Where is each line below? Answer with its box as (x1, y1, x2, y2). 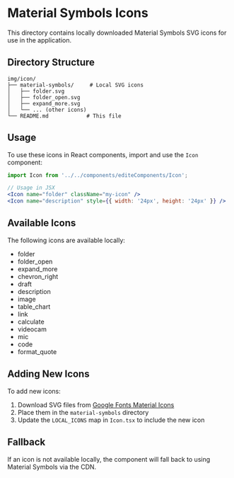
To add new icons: (7, 387, 62, 395)
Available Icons (7, 217, 76, 229)
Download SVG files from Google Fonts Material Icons (17, 400, 175, 409)
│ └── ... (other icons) (7, 106, 87, 113)
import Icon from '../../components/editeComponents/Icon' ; (7, 171, 189, 178)
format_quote (17, 347, 57, 355)
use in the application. (7, 35, 72, 44)
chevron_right (17, 272, 59, 280)
